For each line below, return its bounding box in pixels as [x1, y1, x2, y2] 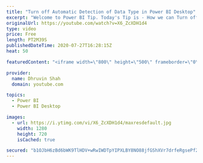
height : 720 [17, 131, 47, 137]
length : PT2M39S [6, 37, 47, 43]
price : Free [6, 31, 36, 37]
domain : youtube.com [11, 81, 63, 88]
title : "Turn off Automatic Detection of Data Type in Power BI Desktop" [6, 8, 196, 15]
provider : [6, 70, 31, 76]
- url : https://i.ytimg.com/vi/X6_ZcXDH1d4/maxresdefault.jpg [11, 120, 172, 126]
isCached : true [17, 136, 56, 142]
